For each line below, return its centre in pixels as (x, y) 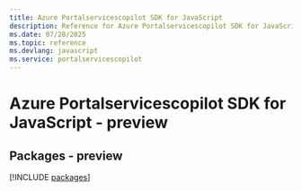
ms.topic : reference (48, 43)
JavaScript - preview (89, 123)
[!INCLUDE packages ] (50, 177)
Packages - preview (66, 156)
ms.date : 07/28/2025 (48, 34)
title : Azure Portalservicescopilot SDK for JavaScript (116, 17)
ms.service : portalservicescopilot (76, 59)
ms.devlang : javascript (54, 51)
